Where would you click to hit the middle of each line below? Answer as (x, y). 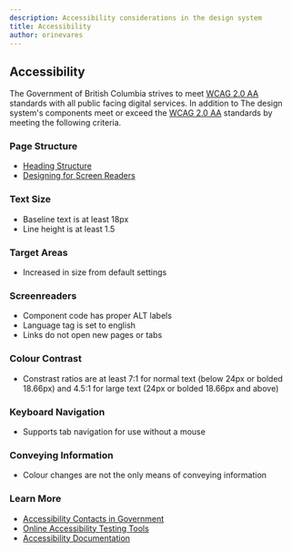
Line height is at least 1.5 (69, 229)
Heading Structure (57, 166)
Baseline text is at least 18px (76, 219)
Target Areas (39, 252)
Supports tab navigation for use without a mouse (114, 431)
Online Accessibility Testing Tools (86, 528)
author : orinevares (46, 35)
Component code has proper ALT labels (97, 316)
